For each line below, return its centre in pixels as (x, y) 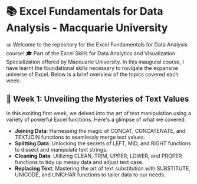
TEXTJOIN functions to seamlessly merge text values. (80, 137)
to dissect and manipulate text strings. (61, 149)
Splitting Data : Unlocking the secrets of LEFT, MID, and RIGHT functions (103, 143)
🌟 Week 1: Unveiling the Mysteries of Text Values (98, 99)
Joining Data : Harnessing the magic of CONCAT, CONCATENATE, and (100, 131)
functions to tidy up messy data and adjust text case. (79, 162)
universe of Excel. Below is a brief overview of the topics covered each (92, 74)
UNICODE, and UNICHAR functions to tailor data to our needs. (90, 175)
